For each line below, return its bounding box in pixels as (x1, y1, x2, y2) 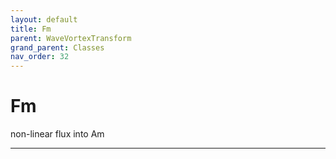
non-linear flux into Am (10, 128, 105, 140)
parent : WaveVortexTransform (10, 33, 132, 43)
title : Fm (10, 24, 52, 34)
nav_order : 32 (10, 52, 70, 62)
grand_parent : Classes (10, 42, 105, 53)
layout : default (10, 14, 78, 25)
